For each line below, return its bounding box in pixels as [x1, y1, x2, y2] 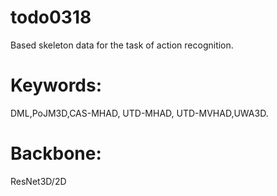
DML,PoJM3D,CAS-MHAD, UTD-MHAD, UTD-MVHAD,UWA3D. [10, 107, 269, 119]
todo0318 [10, 6, 92, 29]
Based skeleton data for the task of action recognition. [10, 39, 234, 51]
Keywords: [10, 74, 103, 97]
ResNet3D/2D [10, 175, 67, 187]
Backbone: [10, 142, 102, 165]
